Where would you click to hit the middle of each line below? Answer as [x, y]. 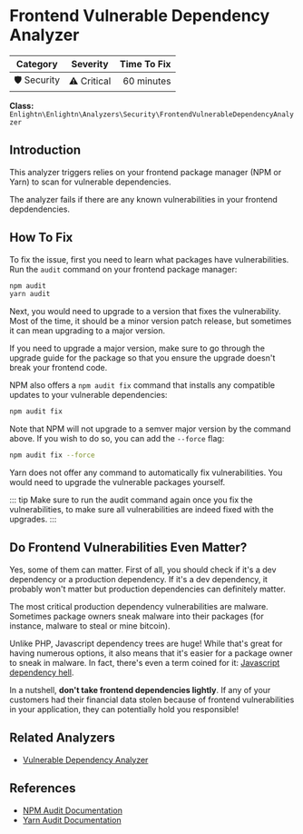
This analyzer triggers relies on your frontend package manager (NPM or [146, 172]
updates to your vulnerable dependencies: [88, 395]
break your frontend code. [59, 368]
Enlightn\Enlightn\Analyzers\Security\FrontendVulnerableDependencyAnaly [152, 114]
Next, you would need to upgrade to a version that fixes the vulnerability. [145, 312]
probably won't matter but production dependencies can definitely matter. [147, 589]
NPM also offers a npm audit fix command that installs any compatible [142, 385]
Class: [22, 105]
